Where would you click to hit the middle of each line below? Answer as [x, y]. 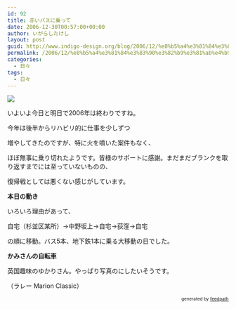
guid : [15, 46]
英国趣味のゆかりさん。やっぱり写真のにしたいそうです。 [90, 271]
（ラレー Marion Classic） [45, 286]
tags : [15, 72]
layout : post [26, 40]
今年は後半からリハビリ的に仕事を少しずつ [69, 128]
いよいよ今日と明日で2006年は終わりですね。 [73, 113]
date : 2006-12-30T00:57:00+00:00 [56, 27]
